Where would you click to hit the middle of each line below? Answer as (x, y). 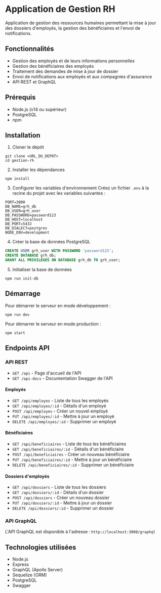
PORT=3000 (15, 202)
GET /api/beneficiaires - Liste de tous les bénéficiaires (69, 444)
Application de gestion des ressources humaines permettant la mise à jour (81, 23)
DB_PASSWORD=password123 (31, 215)
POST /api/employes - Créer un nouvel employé (60, 411)
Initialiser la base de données (42, 270)
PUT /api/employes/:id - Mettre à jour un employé (63, 416)
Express (20, 564)
